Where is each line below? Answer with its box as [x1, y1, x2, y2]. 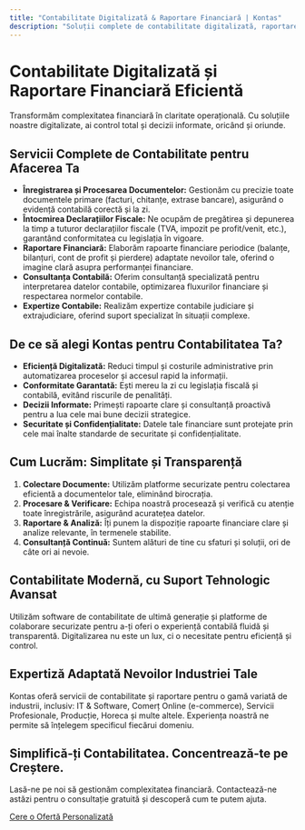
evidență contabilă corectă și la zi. [22, 204, 151, 215]
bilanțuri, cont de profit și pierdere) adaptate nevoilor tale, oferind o [22, 252, 275, 264]
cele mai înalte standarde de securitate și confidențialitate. [22, 428, 241, 439]
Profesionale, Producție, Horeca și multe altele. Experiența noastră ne [9, 710, 270, 721]
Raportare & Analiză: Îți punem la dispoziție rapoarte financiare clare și [22, 517, 289, 528]
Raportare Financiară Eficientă [9, 80, 244, 101]
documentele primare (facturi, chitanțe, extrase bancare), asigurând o [22, 195, 284, 205]
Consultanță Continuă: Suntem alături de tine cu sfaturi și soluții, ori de [22, 536, 290, 547]
